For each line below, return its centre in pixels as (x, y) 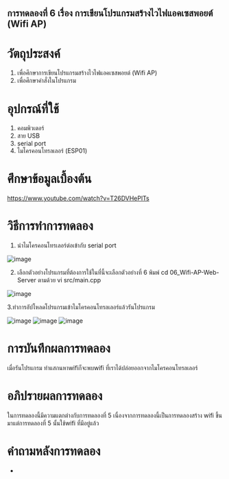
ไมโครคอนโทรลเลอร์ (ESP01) (52, 151)
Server (26, 280)
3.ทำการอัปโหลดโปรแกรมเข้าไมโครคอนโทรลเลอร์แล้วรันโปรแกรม (81, 307)
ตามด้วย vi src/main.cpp (69, 280)
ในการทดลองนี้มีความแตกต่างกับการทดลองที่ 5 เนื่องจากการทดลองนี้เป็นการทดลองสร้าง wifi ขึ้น (115, 415)
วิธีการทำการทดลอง (50, 226)
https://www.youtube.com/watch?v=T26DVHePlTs (78, 198)
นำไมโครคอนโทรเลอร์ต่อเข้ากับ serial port (67, 245)
